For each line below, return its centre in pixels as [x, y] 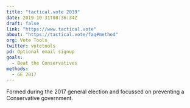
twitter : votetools [31, 46]
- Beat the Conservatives [45, 63]
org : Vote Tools [27, 40]
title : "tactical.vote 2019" [43, 12]
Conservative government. [40, 98]
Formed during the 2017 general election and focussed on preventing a [95, 92]
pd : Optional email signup [40, 52]
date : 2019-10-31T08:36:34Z [42, 18]
